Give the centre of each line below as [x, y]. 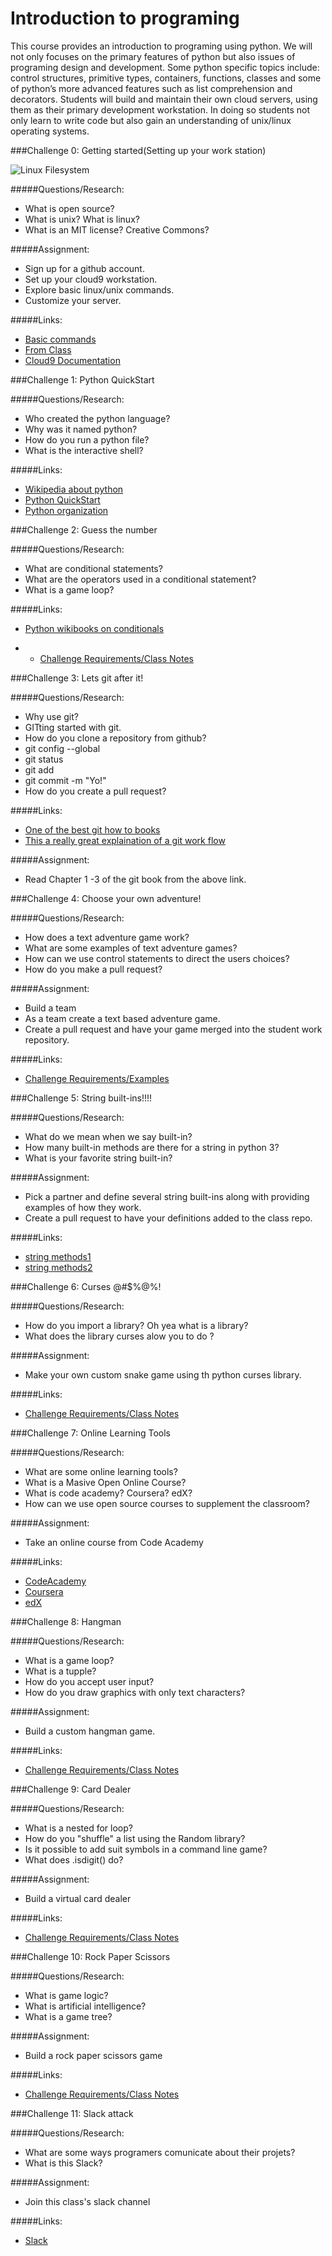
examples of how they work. [83, 1207]
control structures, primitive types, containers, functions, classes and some [166, 78]
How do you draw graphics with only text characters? [135, 1692]
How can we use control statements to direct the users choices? [157, 958]
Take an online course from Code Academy [114, 1542]
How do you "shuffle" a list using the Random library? [135, 1838]
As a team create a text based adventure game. [122, 1018]
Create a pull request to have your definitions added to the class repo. [168, 1218]
